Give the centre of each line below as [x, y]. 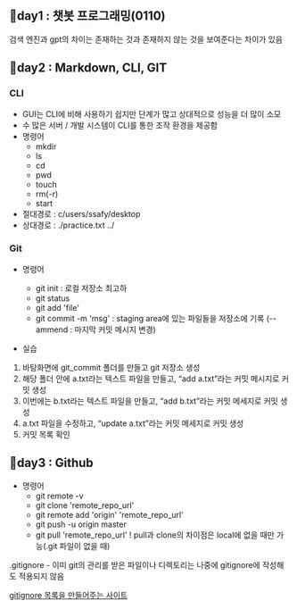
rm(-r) [47, 194]
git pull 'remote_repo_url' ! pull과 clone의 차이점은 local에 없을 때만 [155, 535]
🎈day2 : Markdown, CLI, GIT [88, 68]
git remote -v [59, 496]
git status [53, 298]
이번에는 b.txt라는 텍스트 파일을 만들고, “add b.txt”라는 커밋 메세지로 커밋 [150, 401]
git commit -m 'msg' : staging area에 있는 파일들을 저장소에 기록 [150, 318]
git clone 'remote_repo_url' [85, 505]
